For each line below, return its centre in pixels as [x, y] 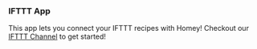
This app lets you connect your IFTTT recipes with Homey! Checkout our [128, 28]
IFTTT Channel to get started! [57, 36]
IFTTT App [29, 11]
